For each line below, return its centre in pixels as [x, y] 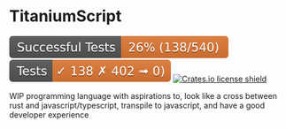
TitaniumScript [66, 16]
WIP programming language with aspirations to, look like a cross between [143, 95]
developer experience [49, 114]
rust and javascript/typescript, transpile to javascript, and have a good [137, 105]
